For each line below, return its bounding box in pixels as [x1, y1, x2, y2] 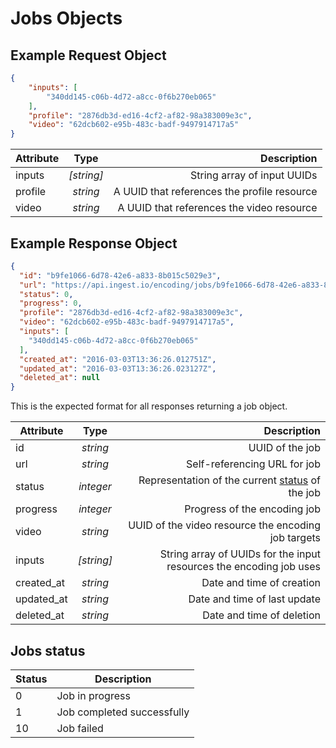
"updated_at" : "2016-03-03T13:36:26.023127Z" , [19, 363, 217, 374]
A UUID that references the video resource [117, 201, 318, 215]
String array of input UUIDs [190, 168, 318, 182]
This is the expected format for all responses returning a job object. [10, 400, 288, 412]
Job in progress [56, 689, 131, 702]
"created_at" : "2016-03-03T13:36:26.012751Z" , [19, 354, 217, 364]
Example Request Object [10, 47, 167, 64]
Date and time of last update [188, 592, 321, 606]
